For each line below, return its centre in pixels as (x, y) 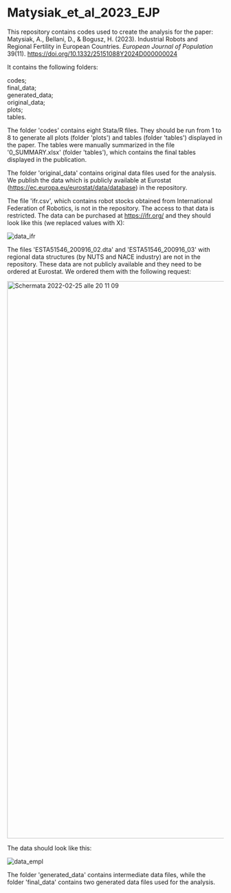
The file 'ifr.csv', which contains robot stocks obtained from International (110, 200)
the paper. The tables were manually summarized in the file (91, 145)
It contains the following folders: (53, 67)
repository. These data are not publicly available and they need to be (104, 264)
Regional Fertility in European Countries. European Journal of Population (110, 46)
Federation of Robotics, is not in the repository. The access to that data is (111, 208)
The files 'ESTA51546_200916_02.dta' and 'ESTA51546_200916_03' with (109, 249)
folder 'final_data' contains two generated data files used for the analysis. (111, 882)
